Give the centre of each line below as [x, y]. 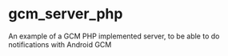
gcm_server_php [66, 14]
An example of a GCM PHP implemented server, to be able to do [114, 36]
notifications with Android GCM [60, 44]
